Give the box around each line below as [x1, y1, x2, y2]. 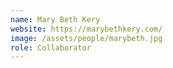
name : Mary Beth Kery [10, 14, 101, 25]
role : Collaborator [10, 42, 92, 53]
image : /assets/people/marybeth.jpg [10, 33, 163, 43]
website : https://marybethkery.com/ [10, 24, 163, 34]
